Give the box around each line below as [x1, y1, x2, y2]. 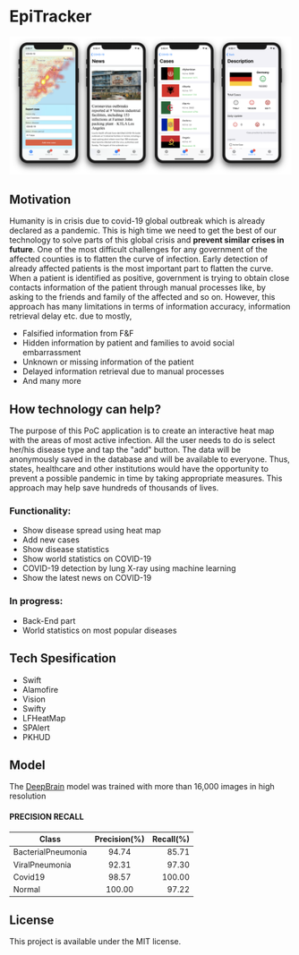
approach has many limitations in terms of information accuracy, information [9, 302, 291, 312]
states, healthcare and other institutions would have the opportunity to [9, 464, 269, 474]
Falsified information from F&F [21, 328, 134, 339]
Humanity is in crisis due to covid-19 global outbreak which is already [9, 216, 266, 226]
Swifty [21, 703, 47, 713]
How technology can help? [9, 401, 162, 417]
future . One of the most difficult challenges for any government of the [9, 244, 268, 255]
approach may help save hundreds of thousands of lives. [9, 482, 219, 493]
